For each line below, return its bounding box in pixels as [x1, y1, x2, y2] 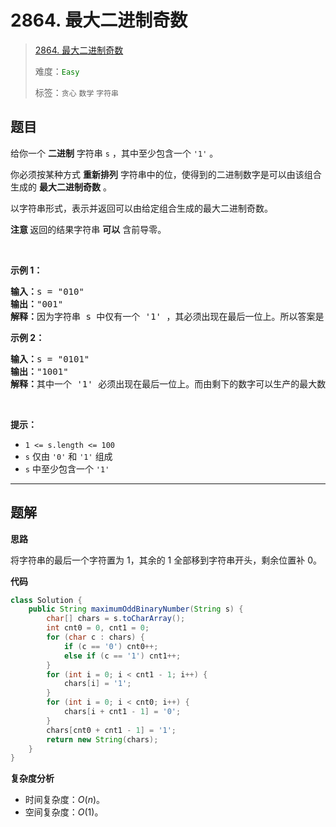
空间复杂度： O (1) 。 [24, 806, 104, 818]
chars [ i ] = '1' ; [63, 679, 132, 689]
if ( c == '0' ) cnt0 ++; [63, 641, 159, 651]
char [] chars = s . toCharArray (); [46, 614, 186, 624]
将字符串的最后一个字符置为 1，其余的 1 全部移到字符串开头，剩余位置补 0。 [10, 554, 322, 566]
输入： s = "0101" [10, 353, 90, 365]
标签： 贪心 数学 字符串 [34, 86, 119, 98]
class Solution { [10, 595, 83, 605]
